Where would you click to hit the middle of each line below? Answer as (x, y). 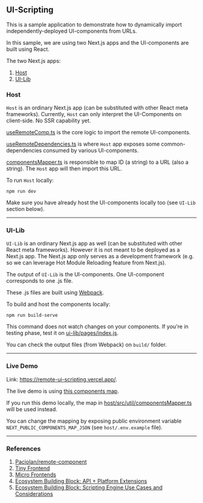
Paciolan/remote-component (51, 462)
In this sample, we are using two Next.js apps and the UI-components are (98, 42)
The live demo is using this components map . (63, 391)
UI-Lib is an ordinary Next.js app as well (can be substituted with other (95, 244)
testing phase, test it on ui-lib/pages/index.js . (63, 333)
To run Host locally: (30, 180)
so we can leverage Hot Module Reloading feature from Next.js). (86, 263)
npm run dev (21, 192)
